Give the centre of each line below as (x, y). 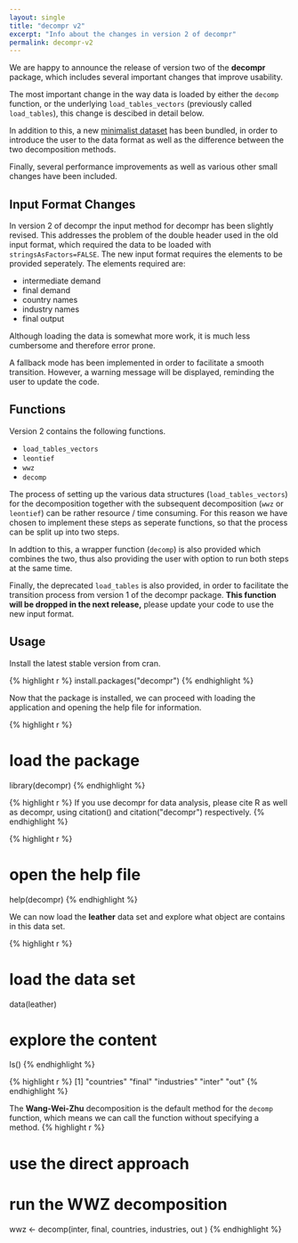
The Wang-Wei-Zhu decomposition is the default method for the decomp (141, 1108)
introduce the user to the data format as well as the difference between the (147, 140)
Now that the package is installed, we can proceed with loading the (133, 698)
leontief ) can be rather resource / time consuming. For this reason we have (149, 512)
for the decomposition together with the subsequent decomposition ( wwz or (146, 503)
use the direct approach (99, 1163)
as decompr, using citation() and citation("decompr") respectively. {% (137, 812)
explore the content (83, 1040)
